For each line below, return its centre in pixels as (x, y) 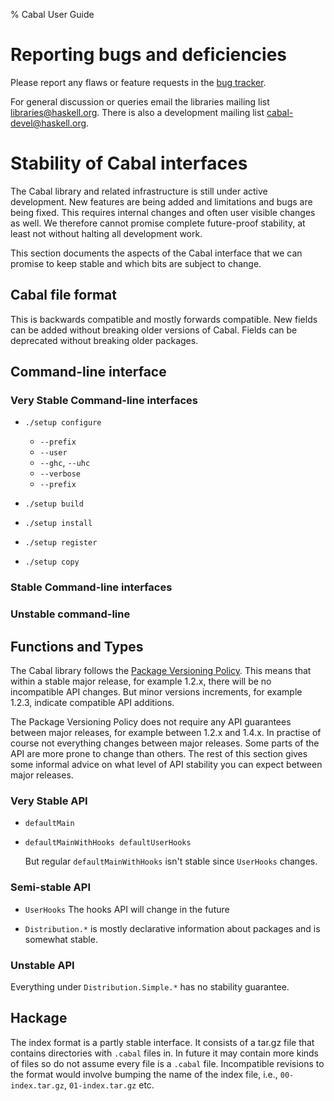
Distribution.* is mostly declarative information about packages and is (172, 928)
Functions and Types (77, 646)
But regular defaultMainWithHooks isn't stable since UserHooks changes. (171, 861)
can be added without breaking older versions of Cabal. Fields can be (154, 330)
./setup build (54, 504)
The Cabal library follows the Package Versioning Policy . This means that (161, 671)
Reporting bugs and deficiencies (149, 55)
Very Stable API (49, 801)
